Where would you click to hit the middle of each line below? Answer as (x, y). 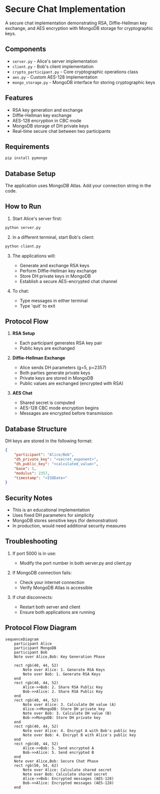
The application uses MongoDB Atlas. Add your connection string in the (78, 186)
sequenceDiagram (22, 639)
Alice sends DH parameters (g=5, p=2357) (63, 368)
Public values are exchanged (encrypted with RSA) (72, 384)
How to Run (23, 207)
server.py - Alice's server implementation (55, 61)
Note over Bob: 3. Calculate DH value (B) (67, 713)
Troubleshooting (31, 542)
